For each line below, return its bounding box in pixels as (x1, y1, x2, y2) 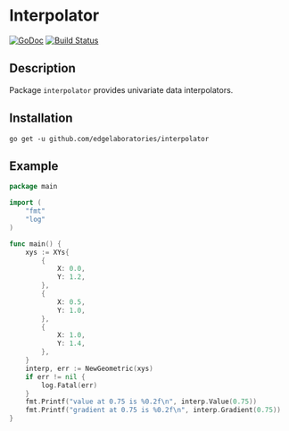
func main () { (9, 239, 62, 249)
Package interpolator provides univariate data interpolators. (9, 84, 234, 95)
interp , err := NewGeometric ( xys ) (25, 364, 153, 373)
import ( (9, 199, 42, 207)
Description (9, 61, 76, 76)
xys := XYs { (25, 248, 70, 257)
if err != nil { (25, 372, 87, 381)
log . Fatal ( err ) (41, 381, 98, 390)
